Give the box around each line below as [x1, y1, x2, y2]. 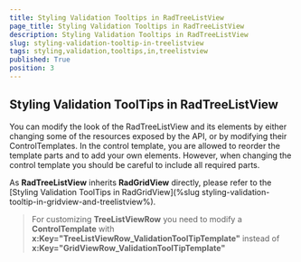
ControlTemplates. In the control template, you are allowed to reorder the [9, 140, 280, 151]
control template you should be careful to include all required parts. [9, 159, 260, 170]
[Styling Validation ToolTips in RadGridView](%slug [9, 186, 201, 197]
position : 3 [9, 64, 54, 73]
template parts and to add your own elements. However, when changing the [9, 150, 292, 161]
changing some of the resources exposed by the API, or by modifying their [9, 130, 287, 141]
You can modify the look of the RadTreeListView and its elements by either [9, 121, 287, 132]
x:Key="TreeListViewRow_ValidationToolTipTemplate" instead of [31, 232, 280, 244]
